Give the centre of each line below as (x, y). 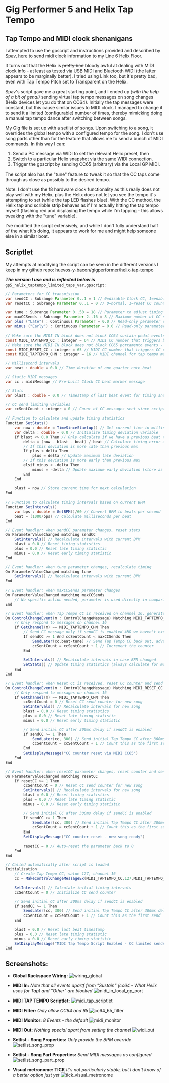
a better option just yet (36, 1075)
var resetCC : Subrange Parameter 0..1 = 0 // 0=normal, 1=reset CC (78, 303)
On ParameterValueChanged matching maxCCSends (55, 595)
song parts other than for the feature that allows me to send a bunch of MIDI (84, 139)
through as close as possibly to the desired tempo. (58, 179)
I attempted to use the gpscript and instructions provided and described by (83, 51)
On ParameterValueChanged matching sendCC (50, 535)
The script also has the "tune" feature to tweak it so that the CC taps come (82, 174)
